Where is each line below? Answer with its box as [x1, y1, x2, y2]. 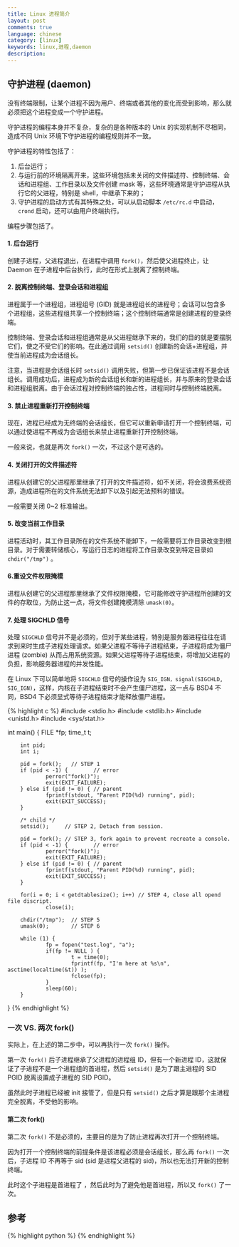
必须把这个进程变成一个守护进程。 [7, 108, 107, 116]
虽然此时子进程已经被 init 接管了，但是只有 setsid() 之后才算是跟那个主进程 [7, 1088, 230, 1097]
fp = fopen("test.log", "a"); [45, 941, 135, 948]
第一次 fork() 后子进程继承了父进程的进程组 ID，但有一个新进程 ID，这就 [7, 1055, 221, 1064]
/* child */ [20, 817, 55, 824]
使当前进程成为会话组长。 [7, 351, 83, 360]
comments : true [7, 24, 53, 31]
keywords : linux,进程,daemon [7, 43, 92, 51]
